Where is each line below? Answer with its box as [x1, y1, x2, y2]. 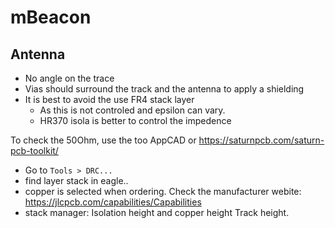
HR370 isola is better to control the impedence [39, 115, 232, 126]
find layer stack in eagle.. [24, 175, 129, 186]
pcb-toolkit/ [10, 145, 59, 156]
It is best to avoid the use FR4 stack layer [24, 94, 195, 105]
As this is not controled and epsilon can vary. [39, 104, 226, 116]
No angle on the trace [24, 72, 115, 84]
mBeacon [10, 6, 92, 29]
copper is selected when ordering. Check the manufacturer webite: [24, 186, 302, 197]
